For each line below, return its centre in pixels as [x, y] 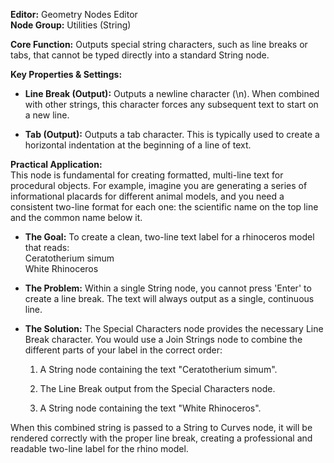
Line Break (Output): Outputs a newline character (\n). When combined [172, 93]
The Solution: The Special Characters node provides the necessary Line [174, 328]
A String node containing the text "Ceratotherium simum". [158, 369]
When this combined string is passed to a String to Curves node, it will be [161, 427]
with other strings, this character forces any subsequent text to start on [171, 104]
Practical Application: [56, 164]
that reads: [47, 247]
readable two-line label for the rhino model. [99, 448]
